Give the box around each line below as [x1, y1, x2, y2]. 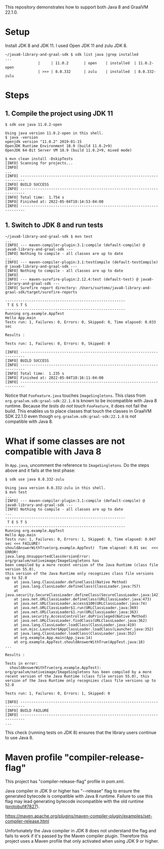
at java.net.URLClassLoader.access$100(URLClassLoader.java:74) [14, 601, 147, 606]
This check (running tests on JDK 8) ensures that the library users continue [5, 729, 157, 735]
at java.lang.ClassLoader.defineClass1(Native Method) [14, 579, 128, 584]
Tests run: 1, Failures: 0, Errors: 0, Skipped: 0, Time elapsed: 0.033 [5, 320, 156, 324]
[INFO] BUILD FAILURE [5, 708, 49, 713]
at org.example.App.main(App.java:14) [14, 635, 93, 640]
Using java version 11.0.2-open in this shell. [5, 131, 104, 136]
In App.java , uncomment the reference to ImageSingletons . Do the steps [5, 462, 149, 468]
